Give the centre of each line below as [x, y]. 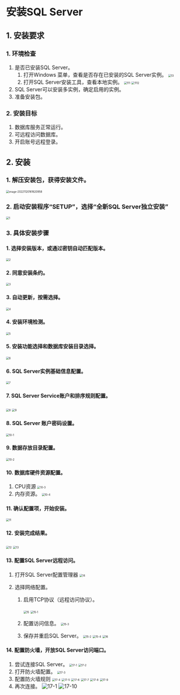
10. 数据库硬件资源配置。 [36, 473]
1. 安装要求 [25, 35]
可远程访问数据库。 [38, 135]
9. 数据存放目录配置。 [32, 448]
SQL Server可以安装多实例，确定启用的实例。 [69, 89]
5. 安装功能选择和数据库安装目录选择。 [53, 347]
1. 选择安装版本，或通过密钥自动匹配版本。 [57, 248]
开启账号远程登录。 [38, 142]
